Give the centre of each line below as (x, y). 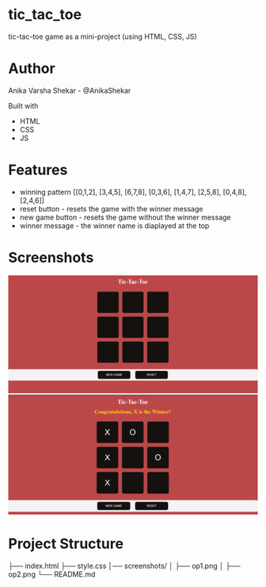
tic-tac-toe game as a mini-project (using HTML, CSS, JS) (103, 36)
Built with (23, 105)
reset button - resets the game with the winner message (111, 208)
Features (38, 170)
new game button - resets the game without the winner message (125, 217)
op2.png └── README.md (52, 574)
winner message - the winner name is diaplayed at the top (114, 225)
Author (32, 69)
